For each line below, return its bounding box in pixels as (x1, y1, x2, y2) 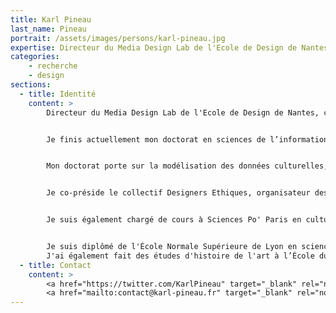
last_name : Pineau (10, 24, 87, 34)
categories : (10, 52, 60, 62)
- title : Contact (19, 260, 92, 270)
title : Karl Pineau (10, 14, 92, 25)
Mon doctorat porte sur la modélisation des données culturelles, (46, 161, 329, 171)
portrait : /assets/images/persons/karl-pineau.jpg (10, 33, 226, 43)
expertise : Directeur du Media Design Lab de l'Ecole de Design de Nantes (10, 42, 329, 53)
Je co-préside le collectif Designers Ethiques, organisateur (46, 188, 311, 198)
